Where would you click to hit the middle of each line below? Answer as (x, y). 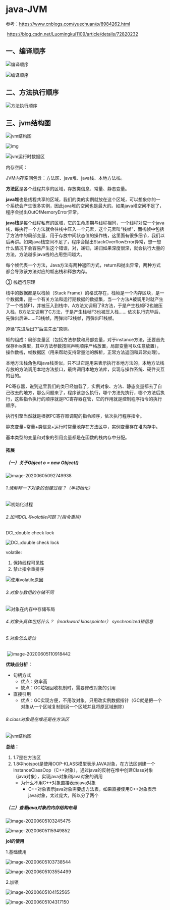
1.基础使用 (16, 851)
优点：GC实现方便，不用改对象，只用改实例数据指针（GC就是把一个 (91, 700)
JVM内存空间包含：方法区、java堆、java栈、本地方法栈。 (65, 178)
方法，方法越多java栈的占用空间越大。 (45, 255)
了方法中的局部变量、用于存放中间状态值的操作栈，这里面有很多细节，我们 (83, 235)
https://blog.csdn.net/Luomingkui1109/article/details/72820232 (72, 34)
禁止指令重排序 (29, 569)
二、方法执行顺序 (32, 93)
